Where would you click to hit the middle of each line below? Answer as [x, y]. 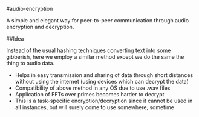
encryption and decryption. [40, 27]
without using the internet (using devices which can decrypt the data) [102, 82]
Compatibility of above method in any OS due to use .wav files [93, 88]
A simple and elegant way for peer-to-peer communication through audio [98, 20]
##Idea [15, 38]
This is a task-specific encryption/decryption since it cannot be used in [104, 101]
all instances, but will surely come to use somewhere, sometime [94, 107]
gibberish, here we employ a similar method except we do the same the [95, 57]
